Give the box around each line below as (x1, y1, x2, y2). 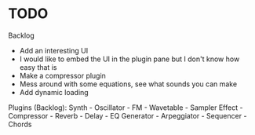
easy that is (19, 62, 57, 71)
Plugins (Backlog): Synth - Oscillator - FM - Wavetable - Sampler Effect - (8, 103, 243, 112)
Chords (8, 119, 32, 129)
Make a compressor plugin (19, 71, 106, 80)
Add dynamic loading (19, 87, 89, 97)
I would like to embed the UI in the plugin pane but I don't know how (19, 54, 240, 64)
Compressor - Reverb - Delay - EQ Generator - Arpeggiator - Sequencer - (8, 111, 247, 120)
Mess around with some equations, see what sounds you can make (19, 79, 238, 89)
